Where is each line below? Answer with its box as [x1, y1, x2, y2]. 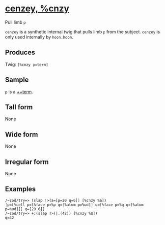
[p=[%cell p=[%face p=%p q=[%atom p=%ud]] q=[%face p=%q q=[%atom [5, 202, 144, 207]
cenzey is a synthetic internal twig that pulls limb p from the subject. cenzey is [5, 29, 160, 34]
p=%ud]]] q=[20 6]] [5, 206, 45, 212]
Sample [5, 76, 29, 84]
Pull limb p [5, 19, 26, 25]
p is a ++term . [5, 89, 33, 95]
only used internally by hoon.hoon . [5, 34, 74, 40]
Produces [5, 48, 35, 57]
